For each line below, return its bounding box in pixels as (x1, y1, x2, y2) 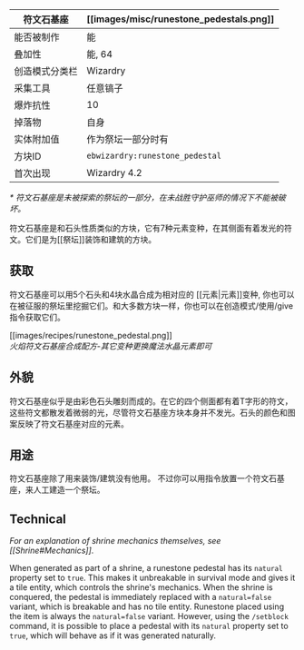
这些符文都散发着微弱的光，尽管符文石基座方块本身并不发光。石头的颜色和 (9, 407, 288, 418)
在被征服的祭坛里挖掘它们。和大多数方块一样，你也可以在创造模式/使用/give (9, 300, 293, 311)
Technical (9, 511, 66, 527)
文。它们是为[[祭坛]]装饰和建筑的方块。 (9, 234, 157, 244)
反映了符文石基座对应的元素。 (16, 418, 129, 429)
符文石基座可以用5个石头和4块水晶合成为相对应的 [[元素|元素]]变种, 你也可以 (9, 289, 295, 300)
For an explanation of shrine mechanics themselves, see (9, 536, 221, 547)
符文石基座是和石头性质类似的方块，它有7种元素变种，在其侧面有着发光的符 (9, 222, 292, 233)
